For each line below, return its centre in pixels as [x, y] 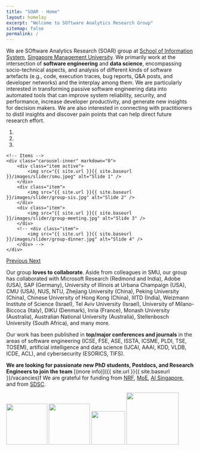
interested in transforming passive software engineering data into [87, 89]
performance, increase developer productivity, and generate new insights [97, 101]
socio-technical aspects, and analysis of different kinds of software [89, 70]
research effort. [25, 121]
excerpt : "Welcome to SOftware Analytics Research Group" [80, 23]
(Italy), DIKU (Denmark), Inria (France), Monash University [99, 310]
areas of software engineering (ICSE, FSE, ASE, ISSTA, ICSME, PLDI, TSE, [96, 341]
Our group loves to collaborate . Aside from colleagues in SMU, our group [97, 273]
